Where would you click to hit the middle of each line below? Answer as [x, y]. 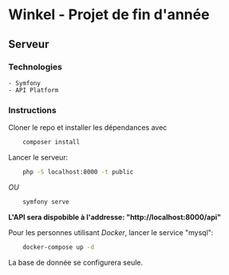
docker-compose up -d [58, 247]
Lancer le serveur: [38, 158]
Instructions [33, 110]
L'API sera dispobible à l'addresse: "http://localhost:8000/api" [115, 217]
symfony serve [46, 202]
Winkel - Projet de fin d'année [109, 15]
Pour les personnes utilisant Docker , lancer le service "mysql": [111, 232]
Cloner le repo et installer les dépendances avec [88, 128]
